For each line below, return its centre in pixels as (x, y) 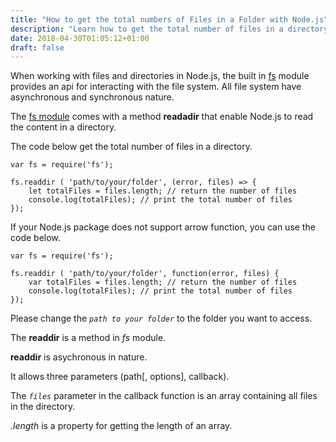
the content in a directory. (63, 127)
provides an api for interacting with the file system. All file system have (156, 87)
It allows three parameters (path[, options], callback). (120, 377)
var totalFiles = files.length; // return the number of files (163, 282)
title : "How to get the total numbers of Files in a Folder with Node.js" (169, 19)
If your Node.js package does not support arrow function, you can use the (163, 227)
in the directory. (43, 407)
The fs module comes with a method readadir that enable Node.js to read (162, 117)
